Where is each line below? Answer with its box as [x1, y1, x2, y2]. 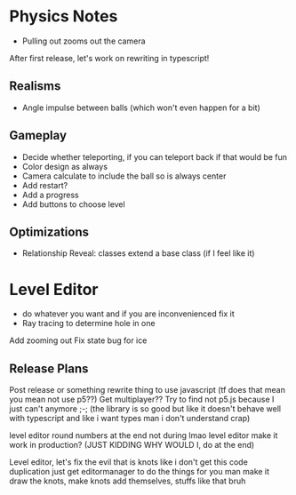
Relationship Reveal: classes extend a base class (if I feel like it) [21, 248, 255, 259]
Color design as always [21, 161, 108, 172]
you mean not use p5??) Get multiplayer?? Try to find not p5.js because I [9, 394, 275, 405]
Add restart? [21, 180, 68, 190]
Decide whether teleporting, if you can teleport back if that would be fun [21, 151, 287, 162]
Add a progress [21, 189, 79, 200]
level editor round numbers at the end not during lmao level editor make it [9, 430, 278, 441]
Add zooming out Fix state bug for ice [9, 335, 148, 346]
